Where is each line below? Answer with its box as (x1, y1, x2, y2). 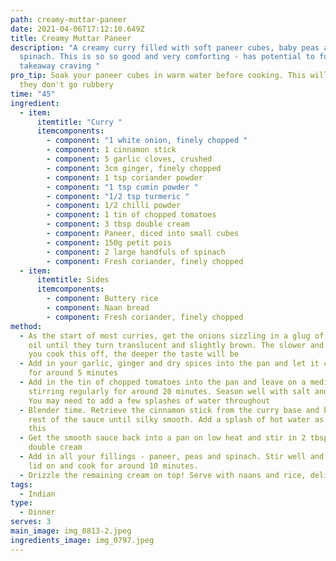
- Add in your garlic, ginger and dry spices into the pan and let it (19, 359, 320, 369)
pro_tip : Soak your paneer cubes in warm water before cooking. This (10, 71, 307, 81)
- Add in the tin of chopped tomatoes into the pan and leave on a (19, 377, 307, 387)
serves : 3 (10, 517, 52, 527)
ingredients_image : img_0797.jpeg (10, 535, 155, 545)
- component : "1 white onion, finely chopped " (46, 136, 248, 146)
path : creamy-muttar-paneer (10, 14, 128, 25)
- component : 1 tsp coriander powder (46, 172, 203, 183)
